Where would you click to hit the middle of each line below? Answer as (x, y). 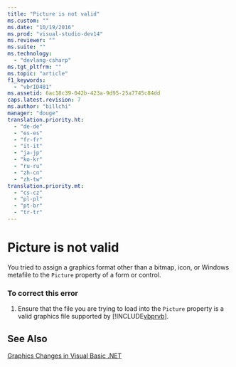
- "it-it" (28, 147)
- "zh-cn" (28, 172)
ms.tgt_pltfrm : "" (34, 67)
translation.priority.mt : (45, 186)
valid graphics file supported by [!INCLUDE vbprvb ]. (93, 317)
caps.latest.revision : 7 (44, 100)
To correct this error (43, 293)
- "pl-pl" (28, 199)
